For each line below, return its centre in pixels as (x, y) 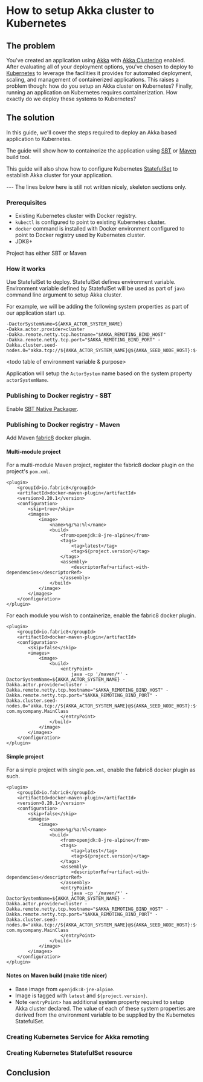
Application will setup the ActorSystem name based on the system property (99, 373)
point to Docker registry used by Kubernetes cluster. (80, 235)
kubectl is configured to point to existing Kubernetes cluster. (90, 222)
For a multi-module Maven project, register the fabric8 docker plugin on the (100, 465)
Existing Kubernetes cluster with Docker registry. (76, 216)
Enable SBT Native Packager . (42, 408)
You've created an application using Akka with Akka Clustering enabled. (96, 60)
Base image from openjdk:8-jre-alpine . (65, 989)
